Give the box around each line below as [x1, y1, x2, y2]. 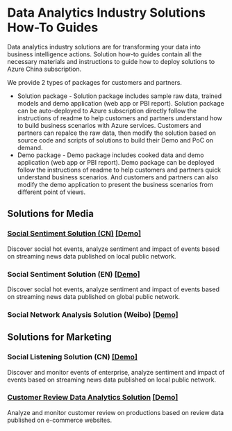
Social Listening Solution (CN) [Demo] [7, 352, 138, 362]
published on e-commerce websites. [7, 416, 113, 424]
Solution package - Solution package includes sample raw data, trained [17, 92, 222, 100]
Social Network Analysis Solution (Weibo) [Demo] [7, 309, 179, 319]
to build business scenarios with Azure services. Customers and [17, 121, 201, 129]
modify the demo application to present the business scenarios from [17, 180, 213, 188]
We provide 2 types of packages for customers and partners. [7, 78, 183, 86]
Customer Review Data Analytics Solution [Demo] [7, 393, 179, 402]
